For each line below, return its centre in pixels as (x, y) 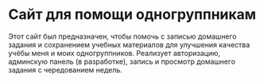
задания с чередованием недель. (66, 69)
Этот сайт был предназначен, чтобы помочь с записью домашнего (122, 36)
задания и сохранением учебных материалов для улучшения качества (129, 44)
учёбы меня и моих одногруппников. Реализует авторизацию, (115, 53)
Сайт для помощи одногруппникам (132, 15)
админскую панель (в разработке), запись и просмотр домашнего (122, 61)
